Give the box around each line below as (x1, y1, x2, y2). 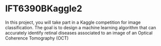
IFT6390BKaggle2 (5, 3, 82, 14)
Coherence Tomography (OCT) (5, 35, 69, 41)
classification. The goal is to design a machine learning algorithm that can (5, 24, 157, 30)
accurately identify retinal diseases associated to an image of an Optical (5, 30, 153, 36)
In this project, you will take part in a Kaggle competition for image (5, 19, 141, 25)
